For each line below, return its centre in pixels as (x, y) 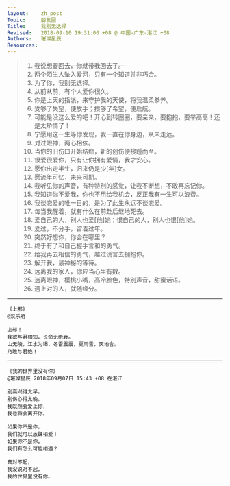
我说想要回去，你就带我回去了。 (79, 65)
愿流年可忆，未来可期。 (67, 177)
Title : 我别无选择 (37, 26)
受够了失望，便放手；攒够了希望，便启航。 (94, 108)
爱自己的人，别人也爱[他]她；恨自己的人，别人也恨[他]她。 (117, 220)
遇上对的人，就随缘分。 (67, 288)
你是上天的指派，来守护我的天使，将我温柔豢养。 (103, 100)
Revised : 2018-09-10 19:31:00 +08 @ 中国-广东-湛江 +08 (88, 33)
